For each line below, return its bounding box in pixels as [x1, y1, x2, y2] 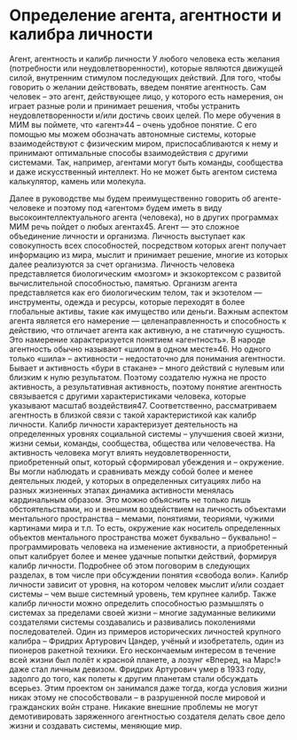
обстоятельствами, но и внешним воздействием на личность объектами [9, 503, 286, 514]
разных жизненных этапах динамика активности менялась [9, 485, 235, 495]
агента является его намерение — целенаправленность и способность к [9, 315, 286, 326]
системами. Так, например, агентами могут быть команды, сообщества [9, 157, 284, 167]
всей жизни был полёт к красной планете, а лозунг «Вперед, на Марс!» [9, 654, 282, 665]
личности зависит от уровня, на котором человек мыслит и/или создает [9, 579, 285, 589]
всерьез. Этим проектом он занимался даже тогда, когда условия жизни [9, 682, 288, 693]
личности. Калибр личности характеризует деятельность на [9, 418, 238, 430]
